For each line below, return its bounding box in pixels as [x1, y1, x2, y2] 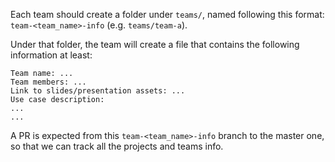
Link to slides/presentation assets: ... [10, 86, 186, 96]
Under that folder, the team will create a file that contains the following [10, 39, 300, 50]
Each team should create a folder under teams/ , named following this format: [10, 9, 325, 20]
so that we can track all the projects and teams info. [10, 140, 224, 152]
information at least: [10, 49, 93, 61]
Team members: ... [10, 77, 87, 87]
